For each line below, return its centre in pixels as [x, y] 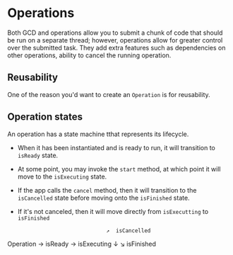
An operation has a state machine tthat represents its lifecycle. [98, 134]
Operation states [45, 117]
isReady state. [38, 155]
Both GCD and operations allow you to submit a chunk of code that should [115, 33]
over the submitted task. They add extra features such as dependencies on [116, 47]
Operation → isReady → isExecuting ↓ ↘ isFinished [82, 244]
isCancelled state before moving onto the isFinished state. [103, 198]
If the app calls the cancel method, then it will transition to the [107, 190]
